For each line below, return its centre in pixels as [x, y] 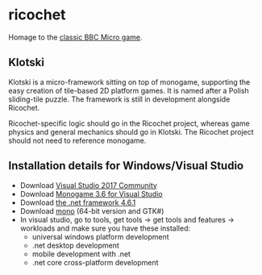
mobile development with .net [81, 254]
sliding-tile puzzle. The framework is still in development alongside [119, 99]
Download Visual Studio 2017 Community [88, 185]
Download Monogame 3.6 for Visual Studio [91, 194]
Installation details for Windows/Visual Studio [126, 166]
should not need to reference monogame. [77, 140]
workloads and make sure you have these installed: [105, 228]
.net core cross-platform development [95, 262]
